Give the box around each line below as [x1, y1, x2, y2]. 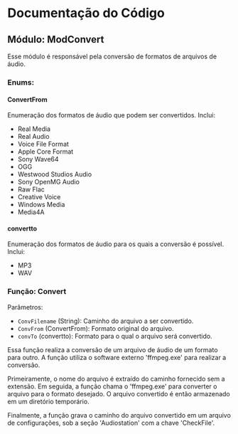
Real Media [17, 125, 51, 133]
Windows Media [17, 201, 65, 209]
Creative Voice [17, 193, 61, 201]
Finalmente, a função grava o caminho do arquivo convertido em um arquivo [7, 411, 231, 419]
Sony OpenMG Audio [17, 178, 80, 186]
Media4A [17, 208, 45, 216]
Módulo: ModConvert [7, 33, 104, 46]
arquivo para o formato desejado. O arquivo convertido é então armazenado [7, 389, 230, 398]
